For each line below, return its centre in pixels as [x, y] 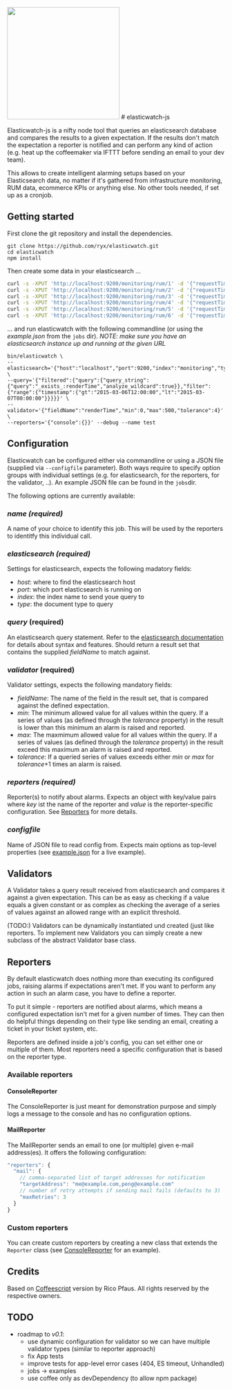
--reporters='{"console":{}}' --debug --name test [81, 423]
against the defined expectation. [63, 706]
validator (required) [41, 670]
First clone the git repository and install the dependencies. [90, 233]
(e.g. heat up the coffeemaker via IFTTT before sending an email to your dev [116, 152]
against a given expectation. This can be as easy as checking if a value [108, 897]
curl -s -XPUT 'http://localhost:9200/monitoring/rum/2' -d [96, 290]
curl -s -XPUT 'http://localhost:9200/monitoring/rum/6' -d [96, 316]
